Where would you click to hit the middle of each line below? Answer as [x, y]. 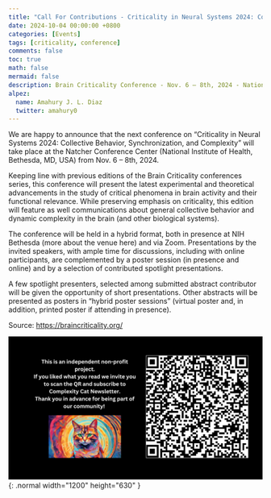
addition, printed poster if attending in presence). [90, 309]
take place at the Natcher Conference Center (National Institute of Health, [131, 151]
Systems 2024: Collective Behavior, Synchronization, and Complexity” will [131, 143]
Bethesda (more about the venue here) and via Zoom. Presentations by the [132, 243]
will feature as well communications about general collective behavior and [131, 210]
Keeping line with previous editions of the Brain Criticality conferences [125, 176]
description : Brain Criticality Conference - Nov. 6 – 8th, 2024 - [124, 85]
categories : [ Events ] [45, 34]
